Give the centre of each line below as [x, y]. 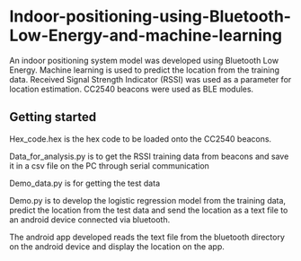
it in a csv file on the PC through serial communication [109, 165]
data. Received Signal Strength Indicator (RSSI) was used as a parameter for [150, 79]
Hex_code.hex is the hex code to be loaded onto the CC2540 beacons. [141, 139]
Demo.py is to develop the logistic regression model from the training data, [147, 200]
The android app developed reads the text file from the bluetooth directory [147, 237]
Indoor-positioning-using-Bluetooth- [150, 17]
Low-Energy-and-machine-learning [146, 35]
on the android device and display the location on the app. [117, 246]
